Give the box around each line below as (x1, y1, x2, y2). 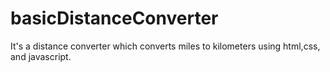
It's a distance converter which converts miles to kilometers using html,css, (10, 40, 321, 52)
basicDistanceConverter (10, 7, 219, 30)
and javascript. (10, 50, 72, 62)
